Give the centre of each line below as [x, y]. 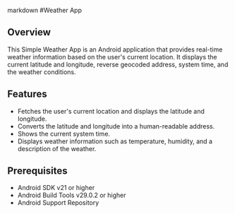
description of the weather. [57, 148]
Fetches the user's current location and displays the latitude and [111, 111]
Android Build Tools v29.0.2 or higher [72, 195]
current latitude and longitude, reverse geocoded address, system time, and [118, 64]
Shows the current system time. [64, 133]
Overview [29, 32]
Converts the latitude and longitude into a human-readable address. [116, 126]
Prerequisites [37, 171]
